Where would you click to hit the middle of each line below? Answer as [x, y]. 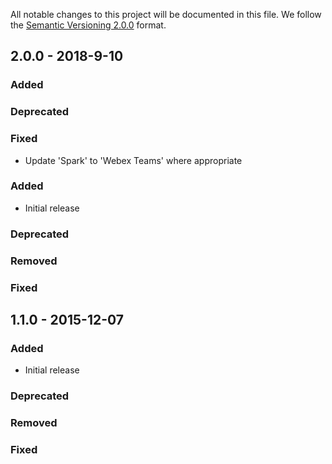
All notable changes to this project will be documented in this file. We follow [166, 14]
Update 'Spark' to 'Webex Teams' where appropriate [133, 160]
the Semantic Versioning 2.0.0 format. [88, 25]
